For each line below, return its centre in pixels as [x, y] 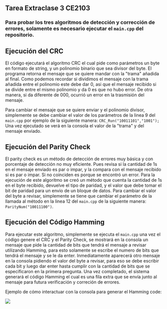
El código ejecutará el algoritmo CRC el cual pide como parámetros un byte [83, 63]
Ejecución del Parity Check [48, 147]
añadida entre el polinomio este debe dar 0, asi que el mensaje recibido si [81, 84]
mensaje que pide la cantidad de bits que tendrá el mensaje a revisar [76, 245]
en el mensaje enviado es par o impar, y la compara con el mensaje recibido [83, 169]
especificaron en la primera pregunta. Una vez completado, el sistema [77, 271]
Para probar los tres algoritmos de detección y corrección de [80, 22]
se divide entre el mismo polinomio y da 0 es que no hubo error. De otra [79, 90]
